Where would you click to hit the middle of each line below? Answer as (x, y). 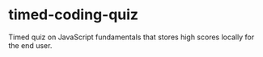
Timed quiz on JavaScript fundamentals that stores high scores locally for (131, 37)
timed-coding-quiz (74, 15)
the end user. (30, 45)
